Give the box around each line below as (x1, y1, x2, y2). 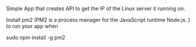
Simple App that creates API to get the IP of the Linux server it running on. (6, 5, 185, 12)
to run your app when (6, 23, 59, 29)
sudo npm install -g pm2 (6, 34, 66, 41)
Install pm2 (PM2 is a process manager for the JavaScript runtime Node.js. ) (6, 16, 190, 23)
